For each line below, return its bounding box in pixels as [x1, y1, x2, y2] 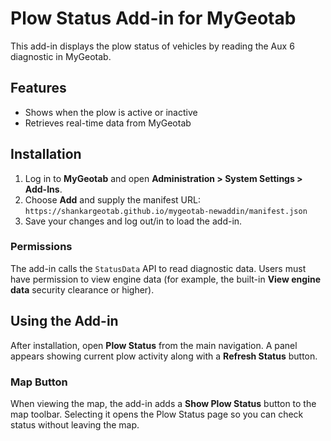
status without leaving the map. [10, 418, 140, 431]
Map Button [10, 375, 68, 389]
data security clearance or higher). [10, 283, 155, 296]
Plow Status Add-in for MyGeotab [10, 7, 297, 30]
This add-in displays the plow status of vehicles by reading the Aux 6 [10, 40, 295, 52]
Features [10, 80, 67, 97]
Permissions [10, 240, 73, 254]
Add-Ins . [24, 183, 63, 195]
